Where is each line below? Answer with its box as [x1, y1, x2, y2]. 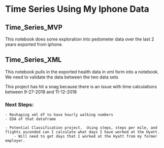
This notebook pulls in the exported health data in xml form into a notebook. [5, 69, 159, 74]
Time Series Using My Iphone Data [5, 3, 149, 15]
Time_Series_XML [5, 56, 62, 64]
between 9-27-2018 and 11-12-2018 [5, 89, 77, 95]
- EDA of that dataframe [5, 117, 56, 122]
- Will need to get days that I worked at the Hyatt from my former [14, 134, 158, 139]
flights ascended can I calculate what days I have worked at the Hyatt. [5, 130, 160, 135]
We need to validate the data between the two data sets [5, 74, 119, 80]
